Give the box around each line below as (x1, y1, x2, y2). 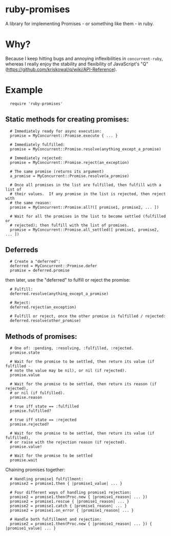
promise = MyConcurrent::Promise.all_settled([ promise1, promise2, (10, 227, 159, 232)
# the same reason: (10, 200, 52, 205)
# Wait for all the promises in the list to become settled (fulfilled (10, 213, 166, 219)
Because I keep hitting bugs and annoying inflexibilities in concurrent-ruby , (5, 55, 163, 61)
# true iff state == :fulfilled (10, 404, 79, 409)
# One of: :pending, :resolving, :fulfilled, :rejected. (10, 346, 134, 351)
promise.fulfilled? (10, 409, 52, 414)
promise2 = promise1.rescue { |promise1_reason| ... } (10, 499, 130, 504)
